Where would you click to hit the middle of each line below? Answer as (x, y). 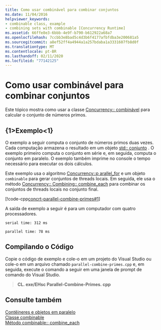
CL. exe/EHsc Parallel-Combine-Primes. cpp (64, 284)
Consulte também (34, 300)
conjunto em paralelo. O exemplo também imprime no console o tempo (78, 158)
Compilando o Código (39, 247)
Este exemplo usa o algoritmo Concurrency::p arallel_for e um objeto (75, 173)
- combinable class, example (35, 24)
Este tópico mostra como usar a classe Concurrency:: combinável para (78, 110)
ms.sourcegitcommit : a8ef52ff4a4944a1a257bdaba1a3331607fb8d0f (72, 42)
